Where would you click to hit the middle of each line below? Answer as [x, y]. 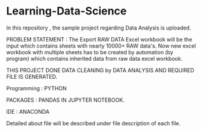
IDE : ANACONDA [28, 111]
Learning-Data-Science [66, 11]
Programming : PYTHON [37, 88]
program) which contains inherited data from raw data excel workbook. [94, 58]
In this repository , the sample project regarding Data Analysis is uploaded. [99, 28]
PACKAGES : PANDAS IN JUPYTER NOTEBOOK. [66, 100]
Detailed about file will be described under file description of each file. [93, 123]
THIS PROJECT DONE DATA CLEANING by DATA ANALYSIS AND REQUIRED [100, 70]
